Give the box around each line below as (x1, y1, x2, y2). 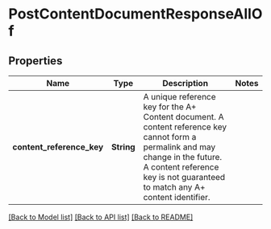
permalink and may (143, 141, 216, 153)
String (111, 141, 135, 153)
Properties (8, 54, 63, 67)
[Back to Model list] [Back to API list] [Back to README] (8, 212, 194, 222)
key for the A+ (143, 101, 197, 112)
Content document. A (143, 112, 224, 122)
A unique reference (143, 92, 216, 102)
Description (162, 78, 208, 88)
